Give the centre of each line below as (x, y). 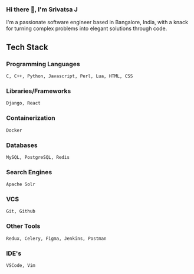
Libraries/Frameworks (39, 91)
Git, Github (21, 211)
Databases (22, 145)
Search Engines (29, 172)
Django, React (24, 103)
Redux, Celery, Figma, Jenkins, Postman (57, 239)
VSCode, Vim (21, 266)
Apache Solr (21, 185)
